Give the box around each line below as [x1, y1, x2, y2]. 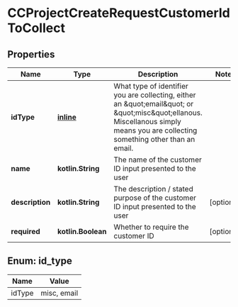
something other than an [113, 135, 195, 144]
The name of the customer [113, 155, 202, 164]
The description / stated [113, 184, 193, 194]
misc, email [40, 288, 79, 298]
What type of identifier [113, 82, 189, 91]
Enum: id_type [7, 255, 72, 267]
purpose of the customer [113, 193, 197, 203]
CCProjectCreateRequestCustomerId [7, 5, 230, 21]
